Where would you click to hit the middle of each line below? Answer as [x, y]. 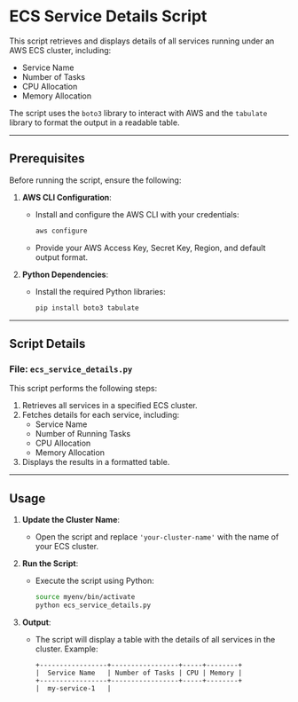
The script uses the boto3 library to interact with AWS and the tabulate [138, 113]
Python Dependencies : [65, 274]
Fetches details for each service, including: [101, 415]
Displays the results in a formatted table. [96, 462]
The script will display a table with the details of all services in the [155, 639]
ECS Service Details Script [108, 16]
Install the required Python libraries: [100, 291]
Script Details [47, 343]
